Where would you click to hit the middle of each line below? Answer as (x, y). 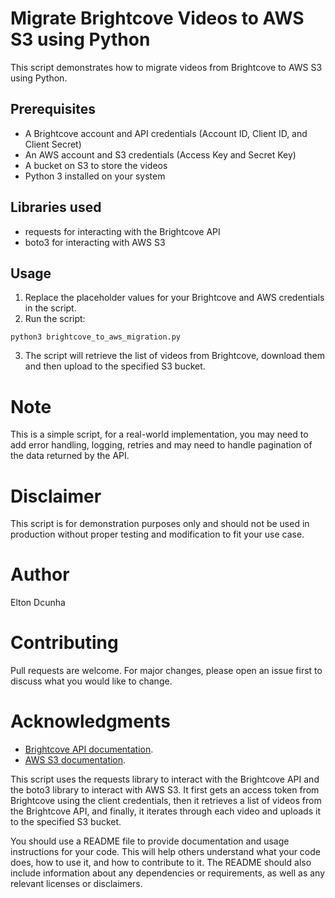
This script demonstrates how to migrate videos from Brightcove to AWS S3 (166, 67)
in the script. (50, 308)
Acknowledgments (91, 721)
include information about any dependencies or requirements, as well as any (168, 873)
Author (40, 574)
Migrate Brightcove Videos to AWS (157, 18)
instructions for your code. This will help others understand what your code (165, 852)
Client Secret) (53, 144)
